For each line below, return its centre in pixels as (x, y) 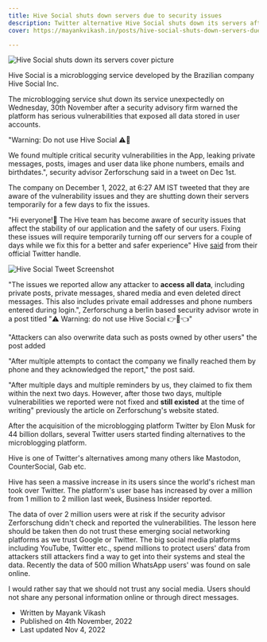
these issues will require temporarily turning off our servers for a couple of (130, 237)
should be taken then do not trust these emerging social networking (119, 531)
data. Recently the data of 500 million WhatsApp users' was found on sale (130, 565)
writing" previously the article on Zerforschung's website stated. (114, 410)
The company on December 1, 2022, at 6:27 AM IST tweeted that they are (129, 188)
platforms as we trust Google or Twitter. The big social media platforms (124, 540)
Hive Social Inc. (34, 84)
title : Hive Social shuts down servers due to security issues (115, 16)
